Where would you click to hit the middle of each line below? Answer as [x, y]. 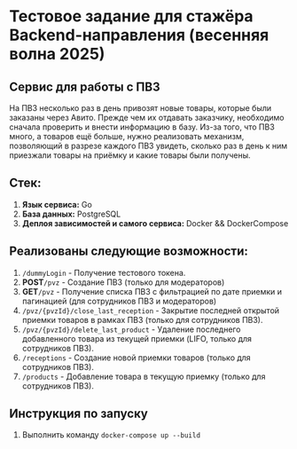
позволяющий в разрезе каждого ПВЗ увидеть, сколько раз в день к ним [148, 146]
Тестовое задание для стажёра [132, 16]
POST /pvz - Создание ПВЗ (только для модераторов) [123, 282]
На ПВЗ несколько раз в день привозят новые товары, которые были [141, 108]
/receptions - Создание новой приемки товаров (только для [136, 358]
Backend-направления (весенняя [139, 35]
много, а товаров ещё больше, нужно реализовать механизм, [127, 136]
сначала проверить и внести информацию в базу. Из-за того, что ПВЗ [142, 127]
